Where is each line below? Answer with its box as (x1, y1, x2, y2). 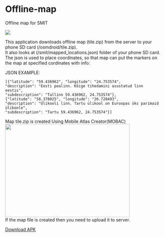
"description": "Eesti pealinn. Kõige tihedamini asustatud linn (5, 83, 143, 88)
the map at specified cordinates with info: (5, 60, 90, 66)
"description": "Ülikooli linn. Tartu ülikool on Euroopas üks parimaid (5, 101, 159, 106)
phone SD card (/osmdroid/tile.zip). (5, 44, 78, 50)
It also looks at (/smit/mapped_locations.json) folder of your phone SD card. (5, 49, 161, 55)
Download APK (5, 226, 36, 232)
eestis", (5, 88, 23, 93)
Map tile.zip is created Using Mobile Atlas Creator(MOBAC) (5, 118, 126, 124)
